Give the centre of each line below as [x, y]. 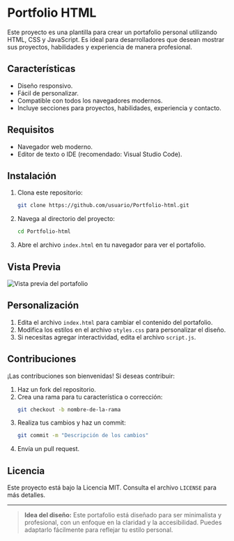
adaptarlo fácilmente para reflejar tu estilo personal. [99, 530]
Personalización [43, 306]
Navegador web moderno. [55, 146]
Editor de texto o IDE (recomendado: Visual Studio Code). [100, 154]
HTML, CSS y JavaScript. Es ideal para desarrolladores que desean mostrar [116, 39]
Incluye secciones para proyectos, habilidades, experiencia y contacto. [119, 108]
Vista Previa [34, 267]
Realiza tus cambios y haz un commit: [72, 422]
